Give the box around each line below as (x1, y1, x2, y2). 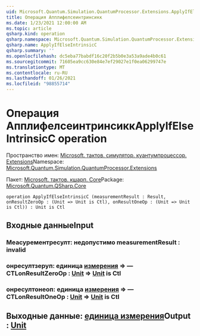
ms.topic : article (6, 25, 52, 32)
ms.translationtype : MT (6, 64, 65, 70)
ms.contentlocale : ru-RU (6, 70, 68, 76)
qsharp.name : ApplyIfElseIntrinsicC (6, 42, 97, 48)
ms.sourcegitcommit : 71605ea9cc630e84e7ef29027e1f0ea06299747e (6, 58, 167, 64)
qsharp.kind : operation (6, 31, 65, 37)
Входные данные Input (6, 220, 94, 230)
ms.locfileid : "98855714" (6, 81, 70, 87)
